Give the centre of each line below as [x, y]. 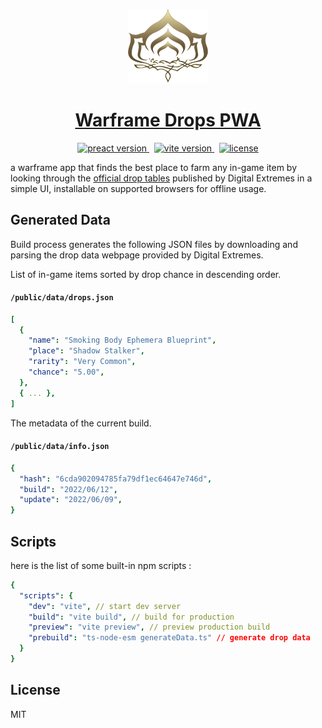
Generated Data [60, 220]
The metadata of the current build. [81, 423]
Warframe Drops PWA [168, 120]
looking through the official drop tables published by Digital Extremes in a [161, 178]
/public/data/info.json [60, 447]
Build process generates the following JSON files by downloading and [154, 244]
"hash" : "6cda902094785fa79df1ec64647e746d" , [116, 479]
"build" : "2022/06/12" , [68, 489]
